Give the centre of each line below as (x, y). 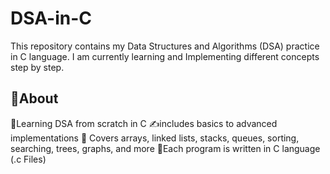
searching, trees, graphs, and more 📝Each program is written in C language (165, 148)
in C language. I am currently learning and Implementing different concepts (165, 56)
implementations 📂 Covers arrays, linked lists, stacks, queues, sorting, (155, 138)
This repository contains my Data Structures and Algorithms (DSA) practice (165, 46)
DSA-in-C (51, 18)
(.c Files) (28, 159)
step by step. (37, 67)
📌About (34, 98)
